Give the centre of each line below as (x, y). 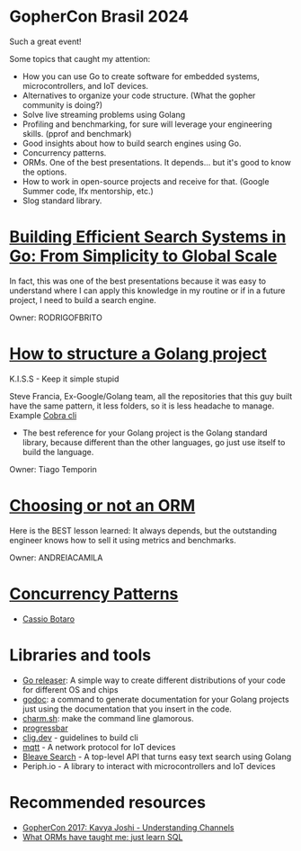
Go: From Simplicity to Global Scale (143, 256)
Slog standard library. (62, 201)
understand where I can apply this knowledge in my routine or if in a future (147, 291)
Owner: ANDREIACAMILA (56, 557)
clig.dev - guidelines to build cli (80, 737)
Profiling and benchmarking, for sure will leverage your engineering (147, 124)
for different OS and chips (70, 689)
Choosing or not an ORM (102, 506)
